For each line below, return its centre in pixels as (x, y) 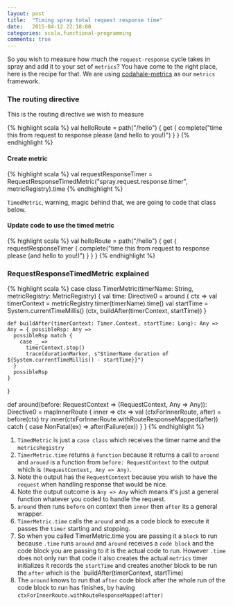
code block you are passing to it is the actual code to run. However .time (121, 551)
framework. (24, 81)
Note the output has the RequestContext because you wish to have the (117, 477)
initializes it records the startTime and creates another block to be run (117, 566)
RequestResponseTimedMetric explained (78, 273)
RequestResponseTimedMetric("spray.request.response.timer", (98, 181)
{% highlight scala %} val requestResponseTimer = (80, 174)
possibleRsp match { (43, 336)
